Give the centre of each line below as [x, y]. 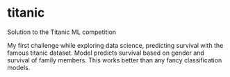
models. [19, 67]
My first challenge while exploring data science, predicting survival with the [115, 45]
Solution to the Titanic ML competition [62, 32]
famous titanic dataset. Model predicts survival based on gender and [106, 53]
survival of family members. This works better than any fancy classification [115, 60]
